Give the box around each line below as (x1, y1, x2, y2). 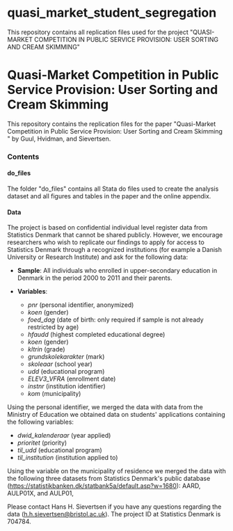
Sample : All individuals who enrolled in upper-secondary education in (17, 267, 218, 275)
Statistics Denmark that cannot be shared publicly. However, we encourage (7, 231, 223, 239)
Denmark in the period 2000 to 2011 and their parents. (17, 274, 172, 283)
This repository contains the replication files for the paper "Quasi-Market (7, 120, 216, 128)
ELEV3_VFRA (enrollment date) (27, 374, 116, 383)
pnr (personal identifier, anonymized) (27, 301, 134, 309)
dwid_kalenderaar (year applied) (17, 431, 111, 440)
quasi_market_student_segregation (7, 5, 217, 21)
